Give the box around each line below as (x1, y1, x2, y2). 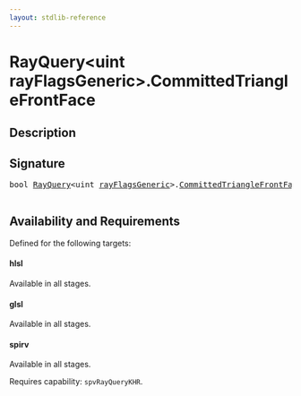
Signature (9, 156, 65, 171)
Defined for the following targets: (9, 237, 132, 248)
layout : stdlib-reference (9, 13, 106, 22)
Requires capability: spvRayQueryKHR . (9, 376, 143, 387)
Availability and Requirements (9, 214, 181, 229)
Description (9, 125, 76, 141)
